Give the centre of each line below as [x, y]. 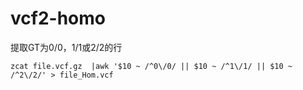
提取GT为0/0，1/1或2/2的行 [66, 47]
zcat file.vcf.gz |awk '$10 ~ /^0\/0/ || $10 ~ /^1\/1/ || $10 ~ [151, 66]
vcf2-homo [58, 18]
